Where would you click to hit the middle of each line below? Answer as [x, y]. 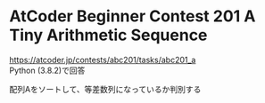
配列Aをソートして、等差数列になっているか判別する [105, 89]
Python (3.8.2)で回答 [47, 70]
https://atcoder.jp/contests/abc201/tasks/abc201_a [103, 59]
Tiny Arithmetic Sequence [108, 35]
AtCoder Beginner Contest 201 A [132, 16]
